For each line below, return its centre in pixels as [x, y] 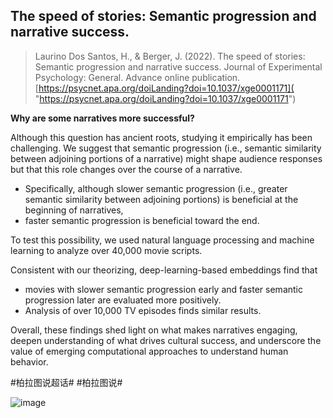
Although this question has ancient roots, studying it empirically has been [161, 137]
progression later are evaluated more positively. [123, 300]
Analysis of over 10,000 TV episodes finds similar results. [143, 310]
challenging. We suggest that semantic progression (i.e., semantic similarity [166, 148]
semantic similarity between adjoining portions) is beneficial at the [161, 199]
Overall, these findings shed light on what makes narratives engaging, [154, 330]
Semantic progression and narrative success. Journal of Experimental [178, 66]
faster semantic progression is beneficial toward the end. [142, 220]
